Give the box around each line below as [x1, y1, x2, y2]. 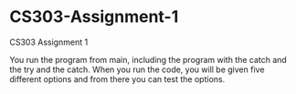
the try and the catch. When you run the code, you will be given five [9, 64, 265, 75]
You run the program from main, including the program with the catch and [9, 54, 288, 65]
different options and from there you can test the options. [9, 73, 226, 84]
